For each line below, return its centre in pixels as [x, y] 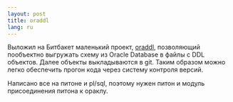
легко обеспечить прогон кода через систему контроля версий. [105, 70]
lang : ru [20, 27]
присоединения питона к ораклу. [58, 91]
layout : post [27, 14]
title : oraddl [29, 21]
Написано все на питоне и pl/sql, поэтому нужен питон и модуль [106, 84]
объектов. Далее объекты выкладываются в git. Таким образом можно [116, 62]
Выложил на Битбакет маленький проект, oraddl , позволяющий [104, 47]
